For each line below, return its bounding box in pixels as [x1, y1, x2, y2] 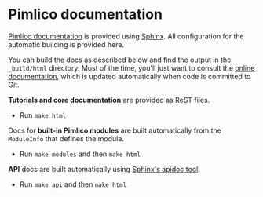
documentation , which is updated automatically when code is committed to [8, 71, 251, 81]
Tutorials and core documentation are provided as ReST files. [8, 95, 210, 104]
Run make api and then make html [19, 179, 127, 189]
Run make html [19, 110, 67, 119]
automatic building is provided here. [8, 39, 125, 49]
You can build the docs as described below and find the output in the [8, 55, 232, 64]
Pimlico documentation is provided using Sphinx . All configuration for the [8, 31, 245, 41]
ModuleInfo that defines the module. [8, 133, 124, 143]
